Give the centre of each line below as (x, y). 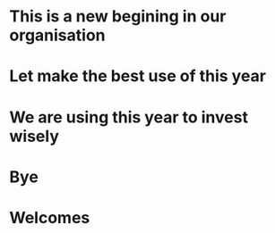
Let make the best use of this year (138, 76)
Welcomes (50, 217)
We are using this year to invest (129, 117)
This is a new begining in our (118, 17)
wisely (34, 136)
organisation (57, 35)
